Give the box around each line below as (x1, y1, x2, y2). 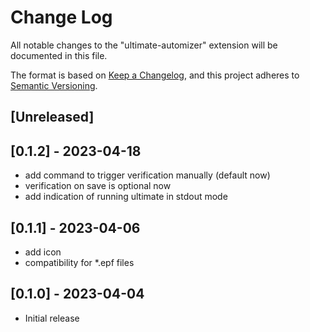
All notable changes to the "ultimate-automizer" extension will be (10, 39, 278, 51)
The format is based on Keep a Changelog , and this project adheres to (10, 69, 300, 81)
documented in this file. (10, 49, 108, 61)
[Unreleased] (10, 109, 95, 126)
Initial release (24, 312, 80, 324)
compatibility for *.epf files (24, 256, 135, 268)
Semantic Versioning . (10, 79, 98, 91)
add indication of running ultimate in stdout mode (24, 191, 228, 203)
